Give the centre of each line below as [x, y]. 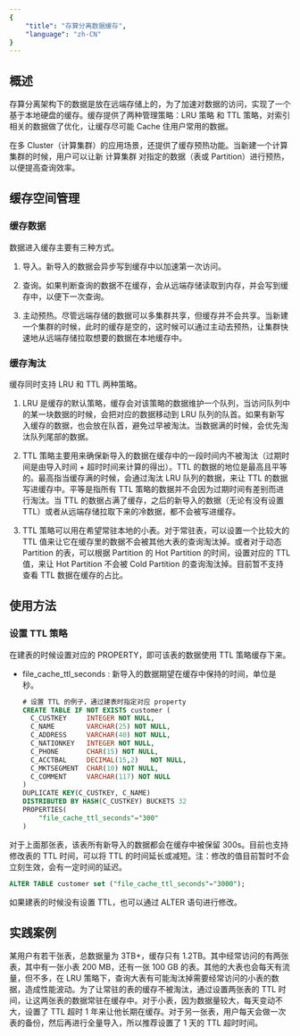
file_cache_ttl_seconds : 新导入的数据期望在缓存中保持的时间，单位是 [149, 673]
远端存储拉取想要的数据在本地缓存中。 [117, 338]
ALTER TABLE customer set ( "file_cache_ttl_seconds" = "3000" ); [127, 884]
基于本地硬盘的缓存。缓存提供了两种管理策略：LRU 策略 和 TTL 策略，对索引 [150, 115]
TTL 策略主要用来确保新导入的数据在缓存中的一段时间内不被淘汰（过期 [152, 455]
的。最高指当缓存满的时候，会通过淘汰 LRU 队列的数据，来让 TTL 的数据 [155, 478]
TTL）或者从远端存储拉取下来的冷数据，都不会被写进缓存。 [131, 512]
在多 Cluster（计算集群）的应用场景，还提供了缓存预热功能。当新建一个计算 [149, 146]
